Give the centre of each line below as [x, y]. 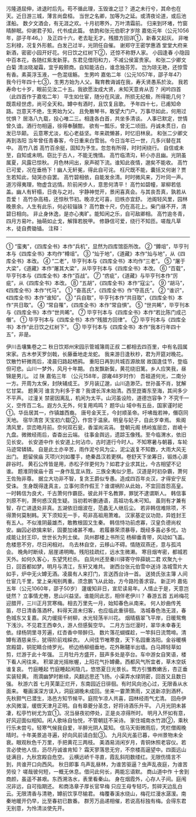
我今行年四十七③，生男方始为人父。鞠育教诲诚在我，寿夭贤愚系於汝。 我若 [97, 82]
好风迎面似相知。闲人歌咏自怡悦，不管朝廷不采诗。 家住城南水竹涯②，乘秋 [97, 720]
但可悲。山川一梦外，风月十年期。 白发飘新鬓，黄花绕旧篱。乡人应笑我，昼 [96, 369]
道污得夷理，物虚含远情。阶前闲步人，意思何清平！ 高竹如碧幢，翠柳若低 [94, 184]
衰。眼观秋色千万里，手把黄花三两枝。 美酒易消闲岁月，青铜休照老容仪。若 [96, 742]
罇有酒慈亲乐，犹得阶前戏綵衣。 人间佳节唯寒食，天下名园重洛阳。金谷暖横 [96, 640]
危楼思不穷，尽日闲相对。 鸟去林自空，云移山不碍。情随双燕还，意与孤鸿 [94, 544]
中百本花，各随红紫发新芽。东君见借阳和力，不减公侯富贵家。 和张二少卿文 [96, 60]
